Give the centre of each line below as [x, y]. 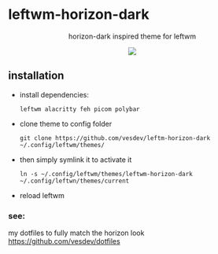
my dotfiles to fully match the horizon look [76, 233]
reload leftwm [42, 195]
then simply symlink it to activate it [76, 160]
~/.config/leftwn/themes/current [74, 181]
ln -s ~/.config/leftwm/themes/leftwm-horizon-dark [106, 174]
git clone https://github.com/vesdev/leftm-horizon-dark [115, 138]
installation [36, 76]
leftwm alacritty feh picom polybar [79, 109]
